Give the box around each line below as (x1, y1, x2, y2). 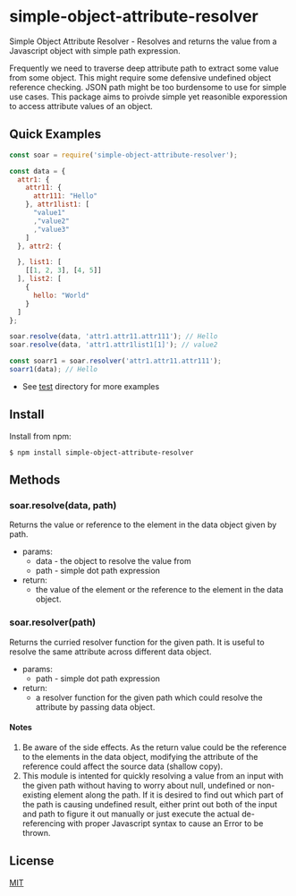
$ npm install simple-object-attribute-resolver (9, 448, 194, 457)
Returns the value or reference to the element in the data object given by (9, 519, 277, 530)
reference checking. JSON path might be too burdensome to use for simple (9, 81, 287, 92)
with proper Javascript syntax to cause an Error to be (66, 817, 264, 829)
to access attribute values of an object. (9, 100, 154, 111)
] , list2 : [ (17, 275, 63, 284)
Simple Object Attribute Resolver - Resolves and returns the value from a (9, 36, 277, 47)
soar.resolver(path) (9, 616, 97, 628)
